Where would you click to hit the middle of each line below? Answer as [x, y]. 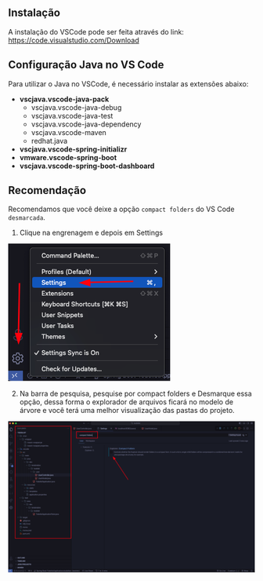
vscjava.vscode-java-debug [76, 107]
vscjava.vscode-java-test [72, 115]
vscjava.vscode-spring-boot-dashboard [87, 166]
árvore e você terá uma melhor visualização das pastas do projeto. [127, 411]
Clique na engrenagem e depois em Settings [91, 233]
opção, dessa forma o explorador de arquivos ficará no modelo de [126, 402]
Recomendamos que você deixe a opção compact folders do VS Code [121, 209]
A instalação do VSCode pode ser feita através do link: [96, 31]
